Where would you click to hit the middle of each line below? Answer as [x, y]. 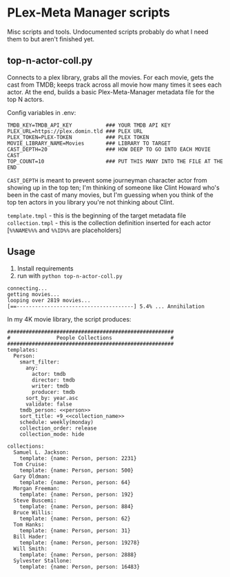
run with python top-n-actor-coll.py [70, 275]
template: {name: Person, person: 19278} [80, 543]
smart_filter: [40, 362]
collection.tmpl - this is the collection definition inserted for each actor [109, 222]
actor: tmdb [49, 374]
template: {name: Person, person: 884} [77, 506]
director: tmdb [54, 380]
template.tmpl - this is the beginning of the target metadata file [97, 216]
